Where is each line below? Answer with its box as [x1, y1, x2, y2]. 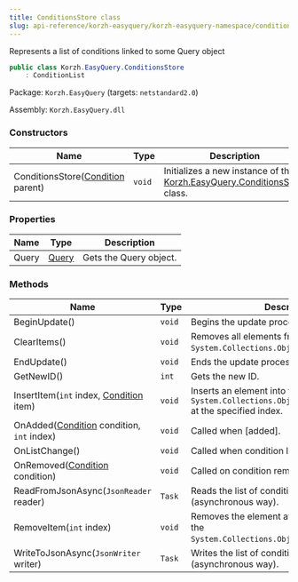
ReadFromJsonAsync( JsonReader [13, 485, 153, 498]
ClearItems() [13, 336, 67, 348]
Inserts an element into [190, 385, 286, 397]
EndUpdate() [13, 356, 68, 369]
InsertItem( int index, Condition [13, 389, 144, 402]
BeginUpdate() [13, 316, 75, 329]
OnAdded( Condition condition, [13, 419, 141, 432]
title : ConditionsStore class [9, 12, 122, 22]
